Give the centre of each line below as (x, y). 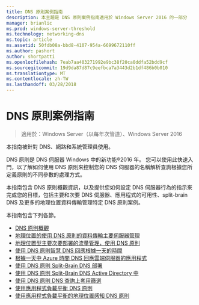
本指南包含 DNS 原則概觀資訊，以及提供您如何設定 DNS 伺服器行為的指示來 (99, 187)
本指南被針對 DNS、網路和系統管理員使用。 (60, 146)
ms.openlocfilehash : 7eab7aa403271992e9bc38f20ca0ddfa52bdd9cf (87, 62)
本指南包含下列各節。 (32, 215)
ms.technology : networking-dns (45, 34)
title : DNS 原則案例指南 (35, 12)
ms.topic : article (29, 40)
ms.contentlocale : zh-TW (37, 79)
